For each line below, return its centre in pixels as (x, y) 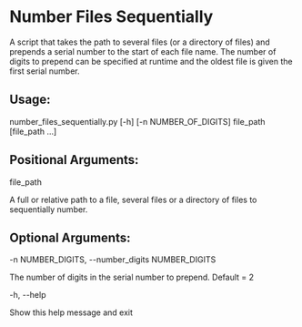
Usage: (30, 100)
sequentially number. (49, 209)
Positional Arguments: (74, 160)
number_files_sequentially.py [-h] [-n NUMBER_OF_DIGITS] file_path (137, 121)
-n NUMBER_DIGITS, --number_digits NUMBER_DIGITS (113, 260)
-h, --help (28, 295)
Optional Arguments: (70, 237)
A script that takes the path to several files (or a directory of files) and (140, 42)
